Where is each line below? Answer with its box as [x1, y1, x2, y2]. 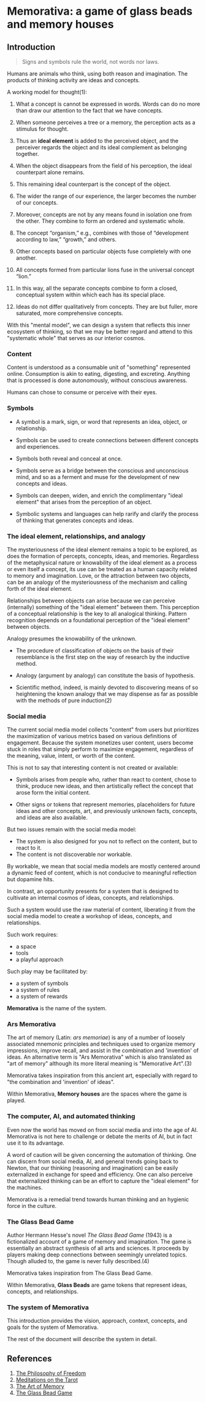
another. [15, 254, 37, 262]
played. [7, 1097, 26, 1104]
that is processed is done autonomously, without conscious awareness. [7, 376, 188, 384]
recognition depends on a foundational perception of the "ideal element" [7, 616, 191, 624]
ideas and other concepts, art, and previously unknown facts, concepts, [15, 808, 198, 815]
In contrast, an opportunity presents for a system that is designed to [7, 887, 179, 895]
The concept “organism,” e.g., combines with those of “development [15, 229, 189, 236]
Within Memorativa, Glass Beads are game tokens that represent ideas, [7, 1282, 188, 1289]
